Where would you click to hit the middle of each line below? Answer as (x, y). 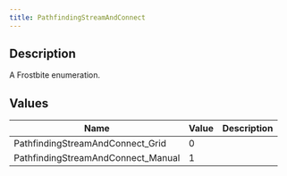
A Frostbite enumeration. (55, 75)
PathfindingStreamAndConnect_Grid (90, 144)
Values (29, 103)
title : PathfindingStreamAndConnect (77, 17)
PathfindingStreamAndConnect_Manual (97, 158)
